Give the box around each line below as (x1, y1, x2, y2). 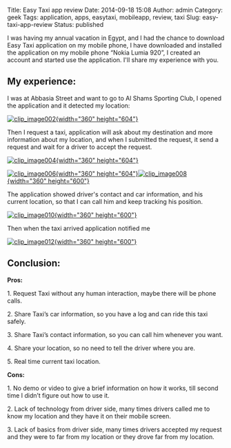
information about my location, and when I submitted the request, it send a (7, 135, 219, 143)
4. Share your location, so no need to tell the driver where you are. (7, 344, 195, 352)
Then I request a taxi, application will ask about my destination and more (7, 128, 213, 136)
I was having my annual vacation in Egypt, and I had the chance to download (7, 34, 225, 42)
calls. (7, 296, 23, 305)
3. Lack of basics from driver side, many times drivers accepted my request (7, 425, 222, 434)
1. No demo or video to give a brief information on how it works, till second (7, 384, 219, 392)
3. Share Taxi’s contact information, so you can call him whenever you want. (7, 330, 223, 338)
